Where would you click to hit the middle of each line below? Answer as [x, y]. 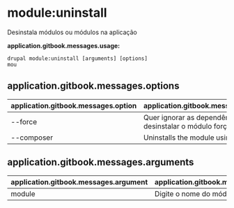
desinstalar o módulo [178, 126]
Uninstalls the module [179, 138]
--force [24, 121]
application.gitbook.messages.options [93, 86]
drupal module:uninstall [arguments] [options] [78, 58]
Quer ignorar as [169, 117]
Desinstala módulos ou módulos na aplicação [72, 32]
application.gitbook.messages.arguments [101, 162]
